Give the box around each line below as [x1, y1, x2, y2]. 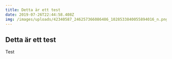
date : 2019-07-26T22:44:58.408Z [5, 12, 74, 17]
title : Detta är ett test [5, 7, 60, 13]
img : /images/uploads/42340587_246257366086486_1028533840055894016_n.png [5, 17, 168, 22]
